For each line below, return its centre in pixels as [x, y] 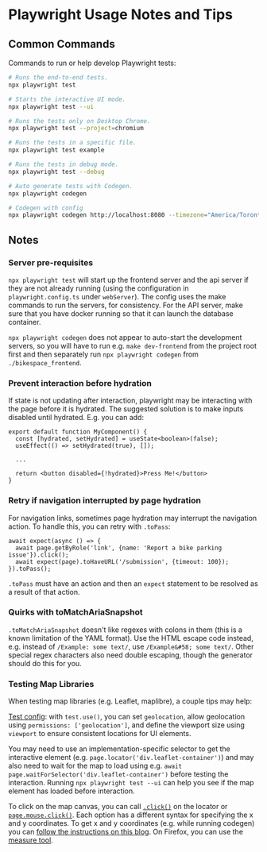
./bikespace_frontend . [45, 362]
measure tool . [31, 840]
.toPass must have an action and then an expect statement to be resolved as [133, 583]
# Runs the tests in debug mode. [64, 164]
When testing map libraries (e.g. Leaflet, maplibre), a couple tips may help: [130, 701]
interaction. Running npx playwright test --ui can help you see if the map [131, 783]
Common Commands [62, 44]
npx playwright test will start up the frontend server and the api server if [128, 280]
